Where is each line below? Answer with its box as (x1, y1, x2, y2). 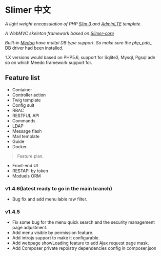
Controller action (12, 92, 46, 98)
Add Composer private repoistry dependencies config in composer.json (12, 245, 157, 251)
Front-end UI (12, 162, 38, 168)
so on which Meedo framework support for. (5, 59, 93, 65)
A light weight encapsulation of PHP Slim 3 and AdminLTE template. (5, 20, 142, 27)
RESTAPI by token (12, 168, 49, 174)
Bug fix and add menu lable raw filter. (12, 196, 88, 202)
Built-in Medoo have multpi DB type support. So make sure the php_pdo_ (5, 39, 152, 45)
